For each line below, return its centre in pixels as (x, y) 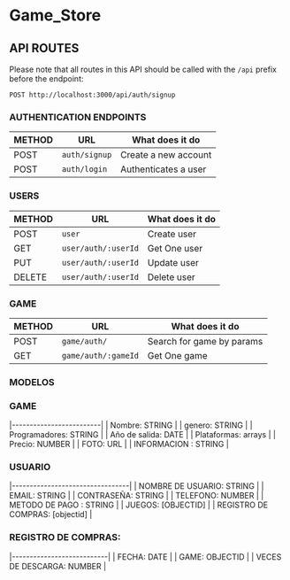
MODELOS (32, 382)
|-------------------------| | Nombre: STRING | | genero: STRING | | (131, 425)
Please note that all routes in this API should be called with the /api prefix (143, 69)
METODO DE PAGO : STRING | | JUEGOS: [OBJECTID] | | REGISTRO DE (138, 505)
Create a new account (166, 155)
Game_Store (55, 15)
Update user (173, 262)
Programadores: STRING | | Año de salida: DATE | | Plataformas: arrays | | (143, 435)
